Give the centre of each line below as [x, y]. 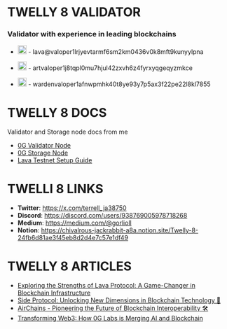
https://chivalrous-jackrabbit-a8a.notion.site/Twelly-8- [119, 230]
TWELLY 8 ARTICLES [69, 266]
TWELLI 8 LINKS [55, 189]
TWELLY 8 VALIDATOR [74, 12]
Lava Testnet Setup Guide [55, 160]
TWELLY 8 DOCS [57, 112]
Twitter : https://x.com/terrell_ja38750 [72, 208]
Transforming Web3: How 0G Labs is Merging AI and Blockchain [110, 318]
